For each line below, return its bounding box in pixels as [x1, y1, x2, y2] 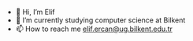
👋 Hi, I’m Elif [15, 8, 55, 16]
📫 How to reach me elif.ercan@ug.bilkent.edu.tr [15, 24, 173, 33]
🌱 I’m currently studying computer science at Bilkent [15, 15, 186, 25]
